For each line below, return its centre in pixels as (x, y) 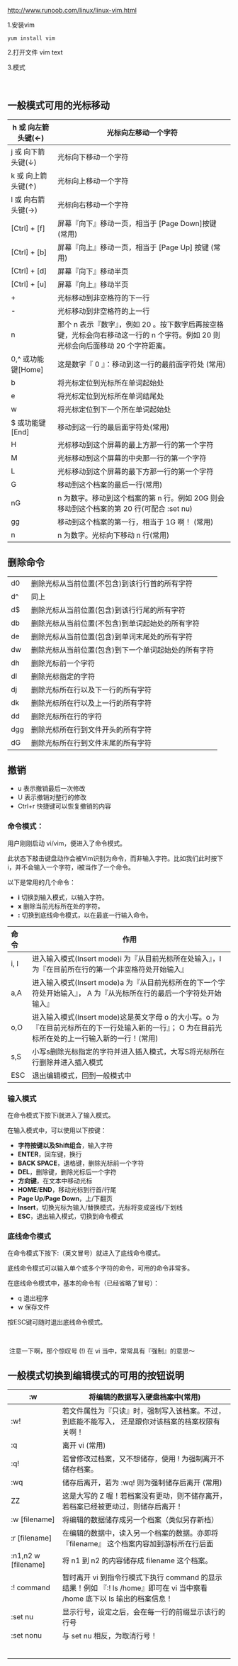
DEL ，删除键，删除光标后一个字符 (67, 1172)
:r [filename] (31, 1538)
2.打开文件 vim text (35, 52)
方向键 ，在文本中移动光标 (55, 1181)
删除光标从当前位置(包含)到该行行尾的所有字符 (108, 610)
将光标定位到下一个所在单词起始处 (114, 409)
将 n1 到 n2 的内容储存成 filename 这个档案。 (137, 1560)
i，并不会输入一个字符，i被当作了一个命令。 (71, 867)
